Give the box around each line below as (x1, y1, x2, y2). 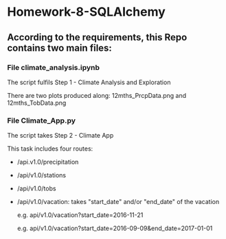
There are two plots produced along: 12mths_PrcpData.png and (7, 91, 187, 99)
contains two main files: (7, 42, 112, 53)
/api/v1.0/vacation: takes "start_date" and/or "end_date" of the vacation (16, 198, 220, 206)
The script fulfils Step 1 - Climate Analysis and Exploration (7, 78, 171, 86)
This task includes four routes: (7, 144, 93, 153)
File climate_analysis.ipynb (7, 62, 100, 72)
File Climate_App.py (7, 116, 76, 125)
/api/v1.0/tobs (16, 184, 56, 192)
